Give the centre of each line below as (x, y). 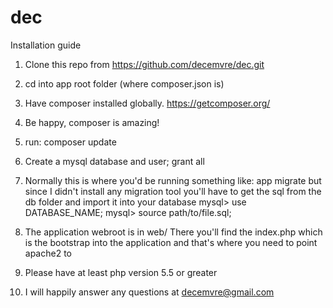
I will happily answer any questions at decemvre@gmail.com (149, 292)
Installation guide (46, 45)
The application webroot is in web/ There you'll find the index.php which (173, 232)
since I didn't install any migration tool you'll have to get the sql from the (173, 191)
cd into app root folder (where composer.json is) (124, 83)
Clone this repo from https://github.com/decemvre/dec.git (144, 64)
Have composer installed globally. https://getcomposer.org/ (147, 103)
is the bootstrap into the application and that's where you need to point (171, 242)
